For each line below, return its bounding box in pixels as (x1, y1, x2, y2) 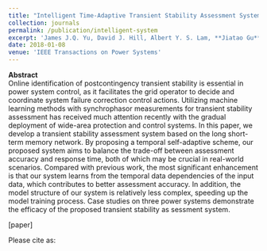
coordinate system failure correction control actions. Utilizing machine (8, 96, 238, 105)
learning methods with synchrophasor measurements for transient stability (8, 104, 253, 113)
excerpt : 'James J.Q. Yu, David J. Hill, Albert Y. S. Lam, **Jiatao (8, 33, 244, 42)
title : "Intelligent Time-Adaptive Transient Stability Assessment (8, 11, 237, 20)
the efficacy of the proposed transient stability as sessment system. (8, 205, 230, 214)
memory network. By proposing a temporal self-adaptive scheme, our (25, 138, 254, 146)
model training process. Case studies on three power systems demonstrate (8, 196, 254, 206)
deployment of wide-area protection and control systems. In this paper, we (8, 120, 253, 130)
